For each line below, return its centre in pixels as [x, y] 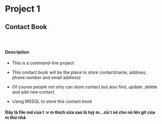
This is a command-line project [43, 63]
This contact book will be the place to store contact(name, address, [79, 72]
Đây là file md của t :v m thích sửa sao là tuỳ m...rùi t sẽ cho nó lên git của [80, 112]
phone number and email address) [46, 77]
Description [17, 52]
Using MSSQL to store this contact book [52, 101]
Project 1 [22, 9]
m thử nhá [15, 118]
